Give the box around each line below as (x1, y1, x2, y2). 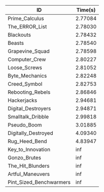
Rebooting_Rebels (8, 89, 51, 95)
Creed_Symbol (8, 81, 43, 87)
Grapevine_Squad (8, 48, 50, 54)
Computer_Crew (8, 56, 46, 62)
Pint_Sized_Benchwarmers (8, 179, 71, 185)
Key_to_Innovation (8, 146, 51, 153)
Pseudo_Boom (8, 121, 42, 128)
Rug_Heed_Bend (8, 138, 47, 145)
